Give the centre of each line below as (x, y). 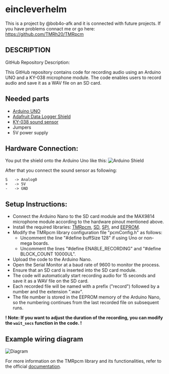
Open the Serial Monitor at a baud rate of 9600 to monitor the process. (86, 265)
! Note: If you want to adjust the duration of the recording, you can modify (84, 318)
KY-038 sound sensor (35, 122)
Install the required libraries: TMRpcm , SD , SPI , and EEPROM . (76, 227)
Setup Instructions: (36, 204)
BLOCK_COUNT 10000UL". (48, 254)
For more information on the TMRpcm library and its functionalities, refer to (83, 361)
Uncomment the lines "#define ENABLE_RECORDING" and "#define (91, 249)
